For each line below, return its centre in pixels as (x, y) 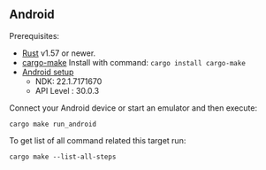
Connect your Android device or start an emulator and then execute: (133, 108)
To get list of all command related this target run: (98, 140)
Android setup (48, 72)
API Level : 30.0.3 (67, 90)
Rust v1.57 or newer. (59, 53)
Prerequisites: (34, 35)
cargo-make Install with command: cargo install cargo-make (133, 62)
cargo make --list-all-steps (63, 157)
